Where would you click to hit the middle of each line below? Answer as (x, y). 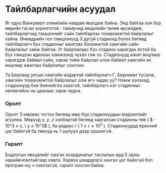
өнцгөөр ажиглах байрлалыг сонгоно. (45, 65)
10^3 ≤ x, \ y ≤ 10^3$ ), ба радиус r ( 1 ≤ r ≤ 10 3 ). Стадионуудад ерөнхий (81, 125)
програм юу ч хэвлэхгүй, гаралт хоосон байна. (55, 166)
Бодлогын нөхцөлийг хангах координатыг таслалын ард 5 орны (72, 155)
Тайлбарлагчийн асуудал (60, 9)
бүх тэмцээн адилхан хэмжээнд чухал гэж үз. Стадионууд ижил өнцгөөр (83, 54)
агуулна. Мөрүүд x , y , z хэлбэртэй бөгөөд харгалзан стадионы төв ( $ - (81, 120)
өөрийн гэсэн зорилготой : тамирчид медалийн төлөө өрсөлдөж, (74, 28)
